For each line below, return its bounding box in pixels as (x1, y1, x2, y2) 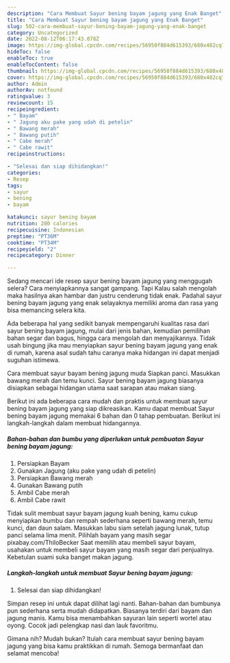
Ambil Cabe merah (16, 488, 70, 497)
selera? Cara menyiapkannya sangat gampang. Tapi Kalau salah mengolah (7, 284, 217, 293)
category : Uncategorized (7, 29, 78, 36)
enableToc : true (7, 55, 53, 62)
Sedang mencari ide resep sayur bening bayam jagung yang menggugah (7, 277, 213, 285)
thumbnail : (7, 67, 38, 74)
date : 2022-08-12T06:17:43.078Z (7, 36, 99, 43)
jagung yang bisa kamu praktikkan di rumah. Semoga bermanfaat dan (7, 642, 203, 650)
